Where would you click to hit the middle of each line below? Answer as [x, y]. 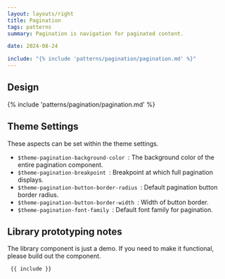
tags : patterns [30, 27]
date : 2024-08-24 [33, 46]
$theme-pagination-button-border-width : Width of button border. [113, 202]
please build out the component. [54, 256]
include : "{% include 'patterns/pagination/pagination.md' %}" [102, 59]
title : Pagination [34, 20]
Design [23, 88]
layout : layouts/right [40, 14]
